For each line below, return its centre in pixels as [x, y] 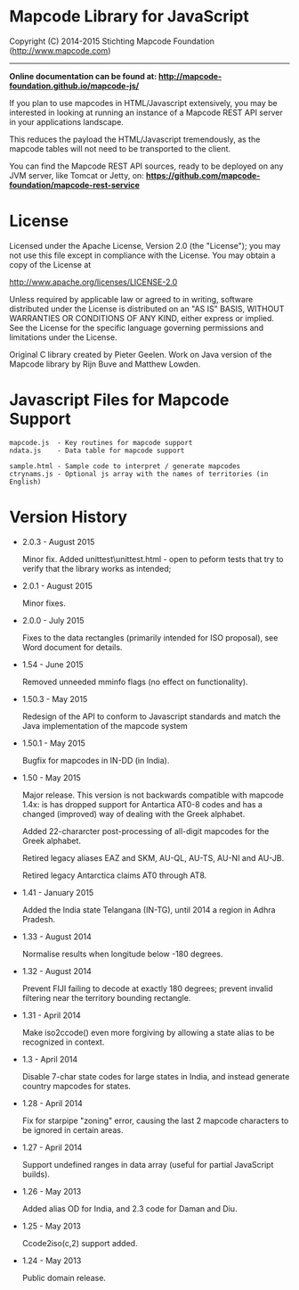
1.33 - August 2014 [57, 936]
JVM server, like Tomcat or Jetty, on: [77, 175]
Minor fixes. [44, 603]
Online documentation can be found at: [83, 76]
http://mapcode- [190, 76]
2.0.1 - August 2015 [57, 585]
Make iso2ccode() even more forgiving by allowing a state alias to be [148, 1032]
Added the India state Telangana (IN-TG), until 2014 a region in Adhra [149, 910]
